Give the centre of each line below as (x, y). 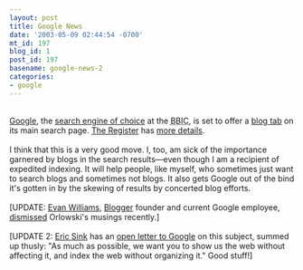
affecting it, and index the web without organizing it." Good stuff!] (131, 256)
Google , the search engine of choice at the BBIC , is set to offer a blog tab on (151, 121)
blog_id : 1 (30, 52)
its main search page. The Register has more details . (107, 130)
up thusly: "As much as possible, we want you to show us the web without (147, 246)
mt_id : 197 (30, 43)
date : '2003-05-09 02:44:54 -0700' (76, 34)
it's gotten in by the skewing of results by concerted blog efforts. (130, 188)
